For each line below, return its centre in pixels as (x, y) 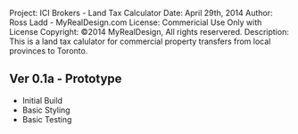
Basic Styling (46, 110)
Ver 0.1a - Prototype (66, 79)
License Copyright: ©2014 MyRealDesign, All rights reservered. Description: (149, 32)
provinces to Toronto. (49, 51)
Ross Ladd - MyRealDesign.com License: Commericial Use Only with (136, 22)
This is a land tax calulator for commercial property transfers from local (140, 41)
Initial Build (42, 100)
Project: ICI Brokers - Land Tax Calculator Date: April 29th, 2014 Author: (141, 13)
